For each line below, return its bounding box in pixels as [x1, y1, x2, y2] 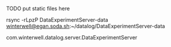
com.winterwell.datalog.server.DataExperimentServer [6, 34, 138, 41]
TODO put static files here [6, 5, 70, 12]
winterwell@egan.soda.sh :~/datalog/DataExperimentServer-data [6, 23, 166, 29]
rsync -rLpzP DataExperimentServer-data [6, 16, 108, 23]
